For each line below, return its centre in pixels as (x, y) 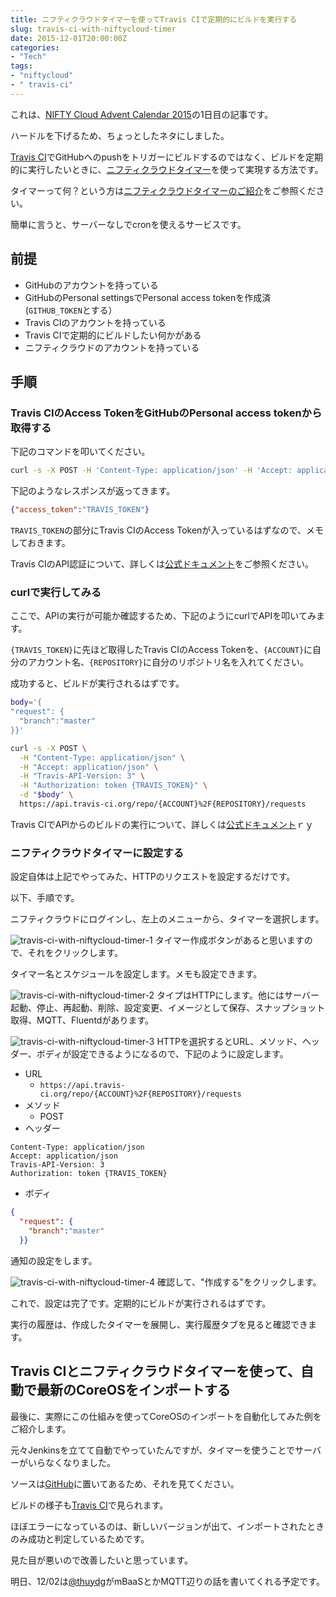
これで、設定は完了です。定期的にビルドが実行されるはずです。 (141, 1303)
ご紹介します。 (41, 1428)
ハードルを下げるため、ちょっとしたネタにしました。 (120, 135)
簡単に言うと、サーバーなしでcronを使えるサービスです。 (128, 224)
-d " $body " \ (46, 795)
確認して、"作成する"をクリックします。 (239, 1282)
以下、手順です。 (45, 898)
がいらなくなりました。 (67, 1462)
